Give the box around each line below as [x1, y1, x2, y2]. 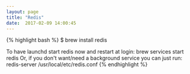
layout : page [6, 8, 39, 15]
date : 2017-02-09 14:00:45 [6, 20, 77, 26]
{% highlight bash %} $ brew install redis [6, 37, 107, 44]
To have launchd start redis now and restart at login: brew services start [6, 48, 184, 55]
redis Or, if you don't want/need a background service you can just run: [6, 55, 183, 62]
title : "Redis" [6, 14, 44, 20]
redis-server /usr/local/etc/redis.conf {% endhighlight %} [6, 61, 148, 68]
